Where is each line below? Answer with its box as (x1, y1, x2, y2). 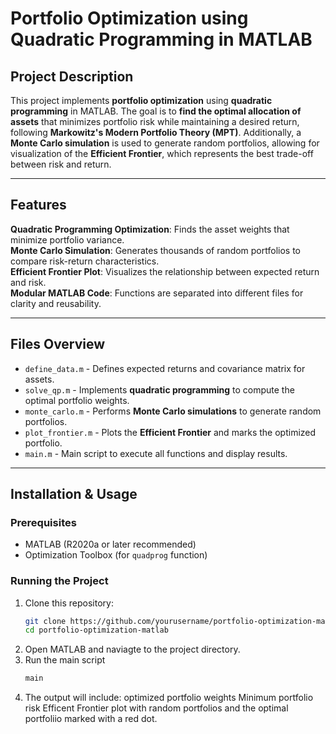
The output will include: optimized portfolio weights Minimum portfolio (24, 692, 314, 704)
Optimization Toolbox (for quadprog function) (24, 549, 208, 561)
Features (10, 197, 67, 214)
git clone (24, 616, 67, 626)
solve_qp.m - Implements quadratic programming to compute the (24, 383, 295, 396)
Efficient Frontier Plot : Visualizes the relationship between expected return (10, 265, 320, 277)
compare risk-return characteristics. (10, 255, 160, 267)
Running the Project (10, 574, 109, 588)
